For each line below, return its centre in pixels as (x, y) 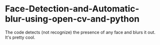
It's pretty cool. (20, 37)
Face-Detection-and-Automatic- (72, 9)
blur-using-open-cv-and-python (72, 19)
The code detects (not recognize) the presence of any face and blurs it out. (80, 32)
